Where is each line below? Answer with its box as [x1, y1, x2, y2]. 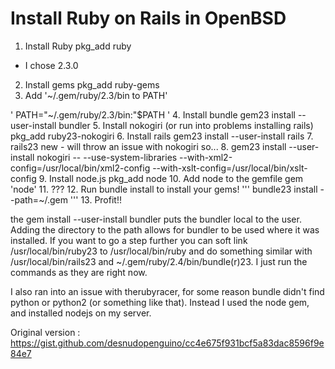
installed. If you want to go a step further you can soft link [10, 234, 248, 246]
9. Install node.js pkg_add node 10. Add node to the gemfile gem [38, 172, 304, 184]
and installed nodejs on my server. [10, 307, 152, 319]
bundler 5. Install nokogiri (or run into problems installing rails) [58, 119, 314, 131]
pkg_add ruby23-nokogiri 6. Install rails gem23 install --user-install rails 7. [10, 130, 314, 142]
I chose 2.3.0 [24, 59, 79, 71]
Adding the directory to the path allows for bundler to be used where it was [10, 223, 320, 236]
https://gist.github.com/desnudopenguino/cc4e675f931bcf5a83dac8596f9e [10, 337, 325, 349]
